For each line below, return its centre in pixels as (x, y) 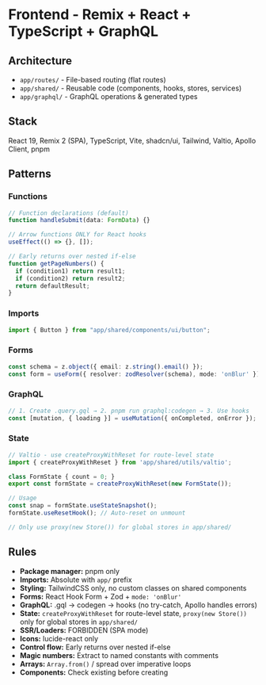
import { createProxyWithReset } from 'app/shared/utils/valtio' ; (120, 462)
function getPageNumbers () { (56, 263)
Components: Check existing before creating (94, 672)
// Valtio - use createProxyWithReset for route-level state (111, 455)
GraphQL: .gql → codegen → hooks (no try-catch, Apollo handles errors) (138, 605)
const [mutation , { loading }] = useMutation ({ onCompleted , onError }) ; (133, 418)
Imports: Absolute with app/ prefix (76, 580)
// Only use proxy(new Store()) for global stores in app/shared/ (120, 527)
